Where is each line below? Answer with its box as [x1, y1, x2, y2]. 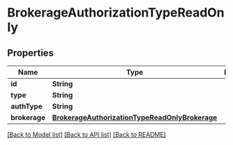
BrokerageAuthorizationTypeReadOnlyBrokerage [51, 113, 218, 122]
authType [10, 101, 43, 111]
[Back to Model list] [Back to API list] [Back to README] [7, 130, 166, 139]
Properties [7, 47, 54, 59]
